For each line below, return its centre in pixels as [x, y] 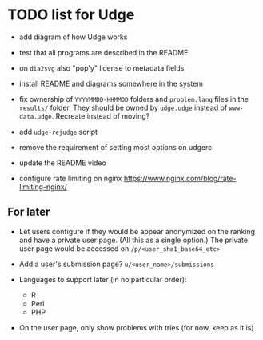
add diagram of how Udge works [73, 37]
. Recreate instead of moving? [101, 116]
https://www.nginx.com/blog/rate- [180, 178]
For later [29, 212]
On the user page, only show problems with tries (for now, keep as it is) [136, 327]
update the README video [63, 163]
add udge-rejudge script [58, 132]
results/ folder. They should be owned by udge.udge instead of [123, 107]
